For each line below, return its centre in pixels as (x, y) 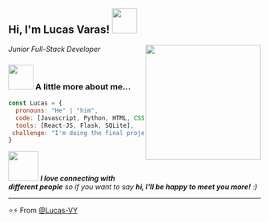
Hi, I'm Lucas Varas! (59, 30)
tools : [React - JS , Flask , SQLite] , (75, 125)
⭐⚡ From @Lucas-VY (43, 210)
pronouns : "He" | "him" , (57, 110)
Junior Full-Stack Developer (54, 49)
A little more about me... (83, 86)
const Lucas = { (35, 103)
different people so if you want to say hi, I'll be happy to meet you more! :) (133, 187)
